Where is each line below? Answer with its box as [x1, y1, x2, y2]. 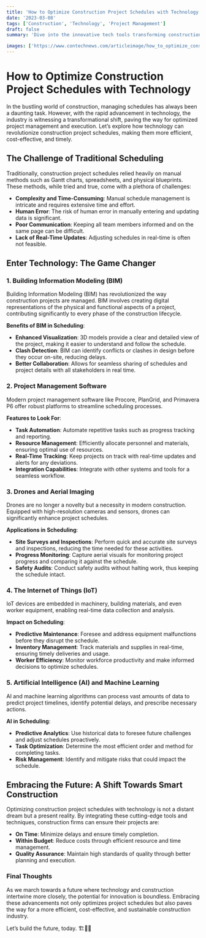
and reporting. [15, 433, 51, 440]
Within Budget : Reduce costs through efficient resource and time [15, 837, 181, 845]
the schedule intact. [15, 571, 66, 578]
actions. [6, 705, 26, 713]
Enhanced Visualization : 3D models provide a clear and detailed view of [15, 334, 199, 341]
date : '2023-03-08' [6, 15, 56, 21]
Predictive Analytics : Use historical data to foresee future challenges [15, 729, 191, 736]
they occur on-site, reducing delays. [15, 353, 107, 361]
